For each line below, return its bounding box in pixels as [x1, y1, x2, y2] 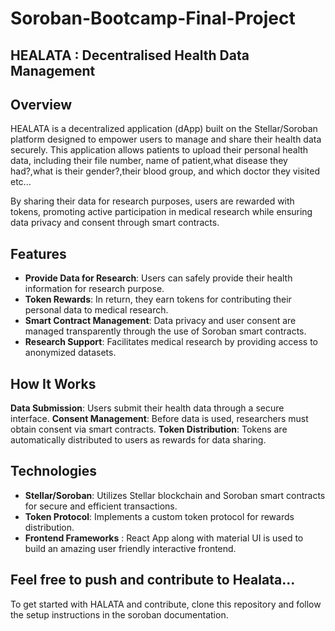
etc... [10, 176, 32, 188]
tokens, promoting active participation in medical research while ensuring [10, 206, 313, 218]
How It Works [10, 375, 97, 392]
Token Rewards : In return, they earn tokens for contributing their [24, 293, 292, 306]
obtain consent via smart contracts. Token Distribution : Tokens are [10, 423, 288, 436]
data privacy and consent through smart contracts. [10, 217, 220, 229]
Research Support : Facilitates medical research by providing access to [24, 336, 318, 348]
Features [10, 245, 67, 262]
